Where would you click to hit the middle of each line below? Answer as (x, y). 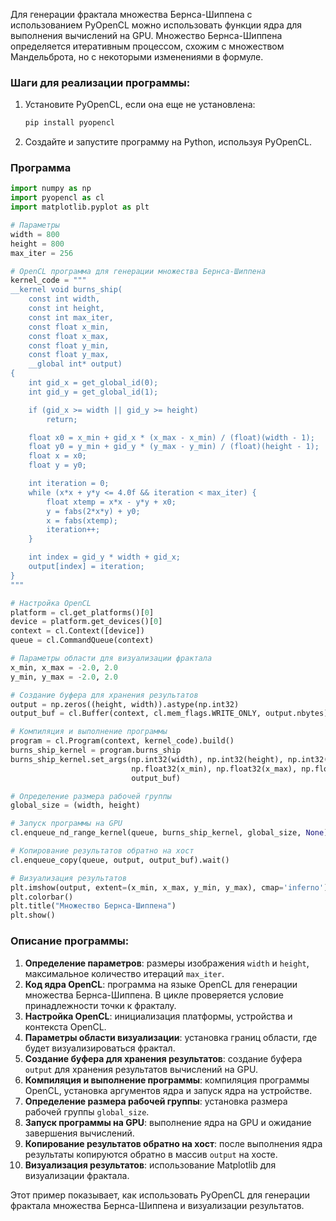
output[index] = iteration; (86, 567)
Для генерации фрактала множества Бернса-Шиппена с (131, 14)
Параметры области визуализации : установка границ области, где (171, 1037)
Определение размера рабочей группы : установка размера (156, 1101)
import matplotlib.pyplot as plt (80, 207)
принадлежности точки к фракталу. (100, 1005)
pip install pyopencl (69, 123)
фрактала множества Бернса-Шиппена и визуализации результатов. (157, 1205)
